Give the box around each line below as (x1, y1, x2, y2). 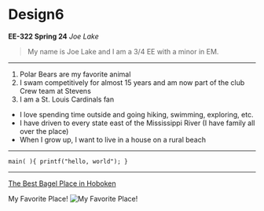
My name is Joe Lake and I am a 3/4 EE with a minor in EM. (27, 46, 219, 56)
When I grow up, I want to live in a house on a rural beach (19, 135, 207, 144)
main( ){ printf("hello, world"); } (8, 157, 128, 165)
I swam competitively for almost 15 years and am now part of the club (19, 77, 245, 87)
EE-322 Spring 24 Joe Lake (8, 31, 100, 41)
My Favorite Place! (8, 194, 68, 203)
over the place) (19, 126, 69, 135)
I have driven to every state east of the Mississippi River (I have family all (19, 118, 255, 128)
